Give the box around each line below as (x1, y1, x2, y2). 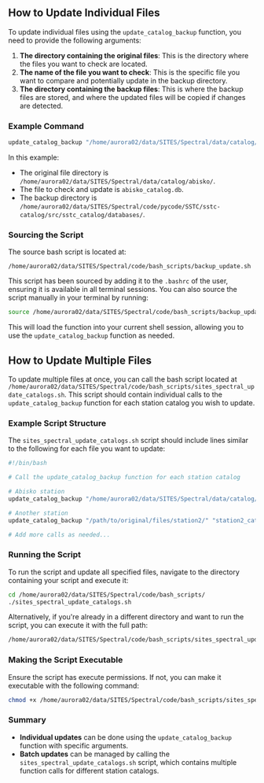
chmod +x (8, 696, 37, 704)
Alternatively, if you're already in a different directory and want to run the (8, 612, 244, 622)
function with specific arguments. (19, 741, 129, 750)
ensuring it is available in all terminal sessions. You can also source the (8, 285, 237, 294)
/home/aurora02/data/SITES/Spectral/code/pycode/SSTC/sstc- (19, 202, 221, 211)
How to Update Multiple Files (8, 353, 152, 367)
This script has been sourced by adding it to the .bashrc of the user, (8, 276, 229, 286)
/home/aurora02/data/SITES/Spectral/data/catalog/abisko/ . (19, 176, 216, 186)
